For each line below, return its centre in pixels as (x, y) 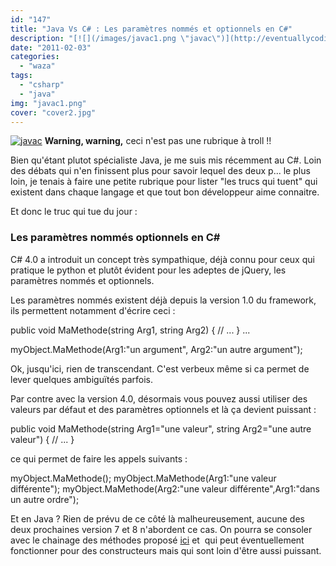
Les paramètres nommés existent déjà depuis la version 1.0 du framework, (163, 300)
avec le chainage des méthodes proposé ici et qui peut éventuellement (157, 540)
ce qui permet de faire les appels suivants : (99, 458)
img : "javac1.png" (48, 103)
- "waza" (37, 66)
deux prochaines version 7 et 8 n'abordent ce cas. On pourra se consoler (161, 529)
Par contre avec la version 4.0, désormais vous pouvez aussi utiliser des (159, 398)
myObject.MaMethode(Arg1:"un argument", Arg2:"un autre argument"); (156, 349)
